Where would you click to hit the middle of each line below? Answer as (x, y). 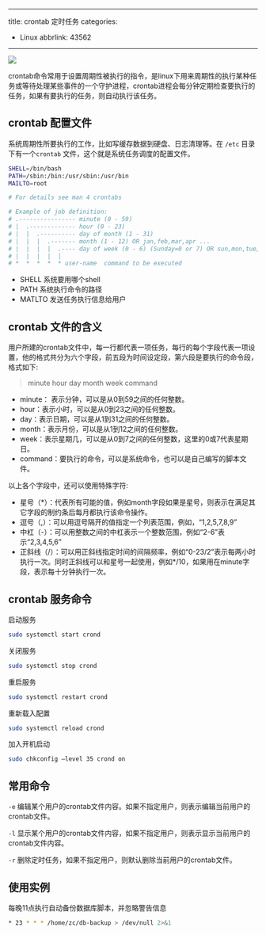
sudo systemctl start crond (55, 635)
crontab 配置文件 (50, 123)
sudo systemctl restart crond (58, 697)
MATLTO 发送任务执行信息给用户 (73, 300)
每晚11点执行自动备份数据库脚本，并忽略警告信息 (87, 907)
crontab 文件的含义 (55, 327)
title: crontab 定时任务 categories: (63, 21)
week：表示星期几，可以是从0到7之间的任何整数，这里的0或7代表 (127, 439)
